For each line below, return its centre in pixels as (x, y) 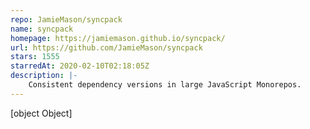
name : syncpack (42, 29)
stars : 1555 (35, 57)
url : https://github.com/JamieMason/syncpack (106, 47)
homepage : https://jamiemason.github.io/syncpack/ (118, 38)
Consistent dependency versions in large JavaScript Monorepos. (165, 85)
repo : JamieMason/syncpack (66, 19)
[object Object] (41, 113)
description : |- (44, 76)
